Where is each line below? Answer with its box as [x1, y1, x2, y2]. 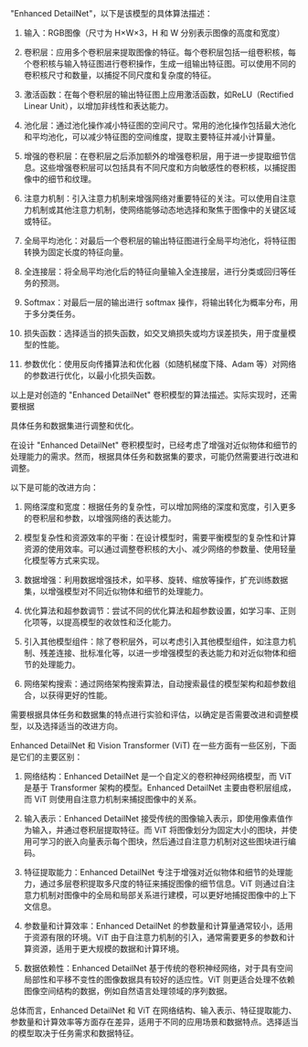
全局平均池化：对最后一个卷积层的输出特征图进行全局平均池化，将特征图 [23, 236, 296, 246]
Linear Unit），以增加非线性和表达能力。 [23, 100, 174, 111]
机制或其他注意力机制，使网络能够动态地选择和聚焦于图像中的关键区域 [31, 205, 296, 215]
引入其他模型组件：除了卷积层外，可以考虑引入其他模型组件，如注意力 [23, 636, 289, 647]
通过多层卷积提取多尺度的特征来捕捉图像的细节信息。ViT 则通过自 [39, 878, 287, 889]
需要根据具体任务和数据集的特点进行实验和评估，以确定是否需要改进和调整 [10, 709, 291, 720]
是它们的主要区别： [10, 752, 83, 762]
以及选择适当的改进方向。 [26, 721, 122, 731]
